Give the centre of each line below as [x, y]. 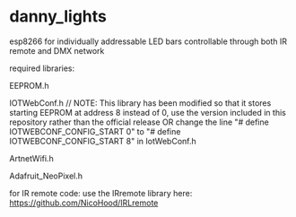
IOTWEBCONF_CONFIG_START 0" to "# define [95, 131]
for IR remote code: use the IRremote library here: [101, 193]
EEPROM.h [29, 85]
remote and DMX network [57, 50]
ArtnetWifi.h [31, 158]
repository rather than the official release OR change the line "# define [139, 122]
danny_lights [58, 17]
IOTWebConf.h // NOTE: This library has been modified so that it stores [140, 103]
